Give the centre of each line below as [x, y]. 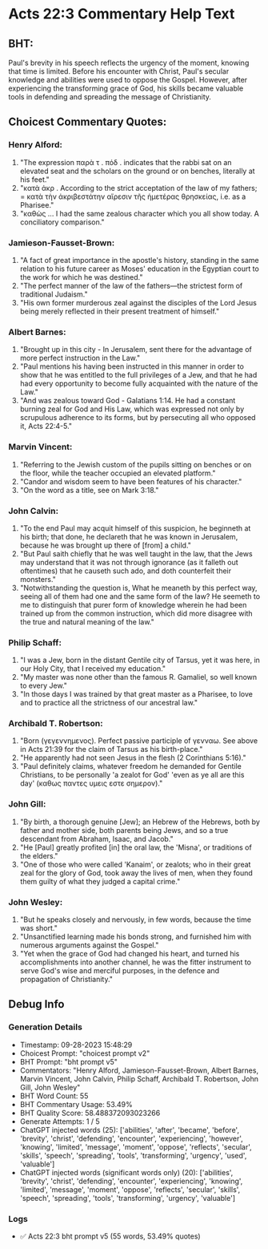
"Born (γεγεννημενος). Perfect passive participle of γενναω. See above [139, 741]
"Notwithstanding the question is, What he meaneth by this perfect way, [138, 588]
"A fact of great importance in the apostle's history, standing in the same [139, 260]
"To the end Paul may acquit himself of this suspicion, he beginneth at [135, 528]
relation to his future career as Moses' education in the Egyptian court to [140, 269]
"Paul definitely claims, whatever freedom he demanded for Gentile [130, 766]
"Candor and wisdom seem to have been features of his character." [131, 481]
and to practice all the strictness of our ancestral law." [109, 703]
